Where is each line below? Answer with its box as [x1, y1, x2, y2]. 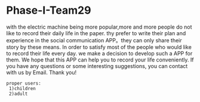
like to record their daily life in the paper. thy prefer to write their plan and [6, 29, 186, 36]
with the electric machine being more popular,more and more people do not [6, 23, 192, 30]
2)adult [8, 91, 28, 97]
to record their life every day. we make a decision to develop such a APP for [6, 50, 193, 57]
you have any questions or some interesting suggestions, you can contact [6, 62, 188, 69]
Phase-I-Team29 [6, 4, 91, 17]
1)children [8, 85, 36, 91]
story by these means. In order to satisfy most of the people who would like [6, 43, 192, 51]
